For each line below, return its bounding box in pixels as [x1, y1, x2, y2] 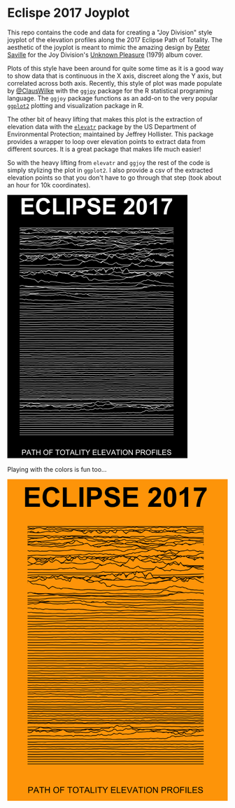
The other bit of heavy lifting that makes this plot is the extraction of [7, 114, 203, 124]
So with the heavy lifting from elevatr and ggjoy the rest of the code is [7, 158, 211, 166]
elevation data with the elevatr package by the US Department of [7, 122, 197, 131]
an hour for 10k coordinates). [7, 180, 91, 189]
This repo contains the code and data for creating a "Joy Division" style [7, 28, 213, 37]
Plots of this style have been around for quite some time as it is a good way [7, 64, 224, 72]
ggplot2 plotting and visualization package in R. [7, 101, 144, 110]
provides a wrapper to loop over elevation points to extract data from [7, 137, 206, 145]
